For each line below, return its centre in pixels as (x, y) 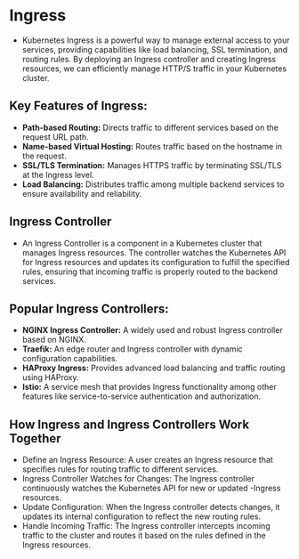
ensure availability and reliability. (82, 193)
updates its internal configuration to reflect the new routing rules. (141, 516)
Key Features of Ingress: (79, 106)
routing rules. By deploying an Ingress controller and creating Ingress (149, 59)
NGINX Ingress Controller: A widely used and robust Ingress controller (152, 330)
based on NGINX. (54, 340)
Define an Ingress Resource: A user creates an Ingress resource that (147, 460)
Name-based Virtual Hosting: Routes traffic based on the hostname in (152, 146)
